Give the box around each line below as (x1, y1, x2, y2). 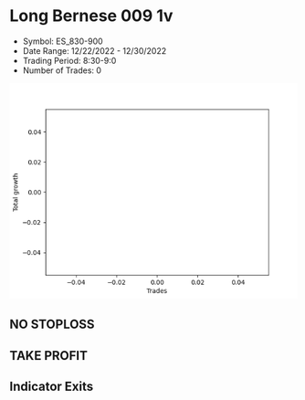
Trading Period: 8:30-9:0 (22, 55, 117, 66)
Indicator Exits (9, 379, 94, 395)
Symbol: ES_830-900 (22, 36, 103, 47)
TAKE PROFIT (9, 348, 89, 363)
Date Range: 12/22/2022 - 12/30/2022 (22, 45, 167, 56)
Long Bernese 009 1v (9, 5, 174, 26)
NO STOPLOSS (9, 317, 95, 332)
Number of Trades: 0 (22, 65, 102, 76)
